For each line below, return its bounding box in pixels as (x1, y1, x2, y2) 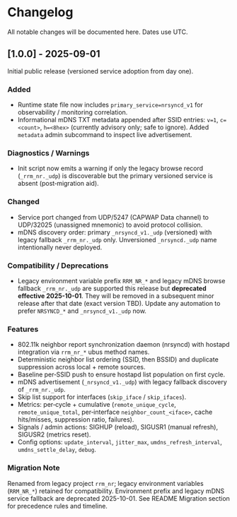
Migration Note (7, 463, 60, 473)
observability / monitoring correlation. (17, 108, 128, 117)
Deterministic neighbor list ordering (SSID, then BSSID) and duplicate (17, 355, 219, 364)
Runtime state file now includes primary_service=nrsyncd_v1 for (17, 100, 203, 109)
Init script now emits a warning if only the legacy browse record (17, 164, 204, 173)
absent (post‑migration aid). (17, 179, 99, 188)
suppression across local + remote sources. (17, 363, 146, 372)
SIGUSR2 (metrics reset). (17, 430, 91, 439)
